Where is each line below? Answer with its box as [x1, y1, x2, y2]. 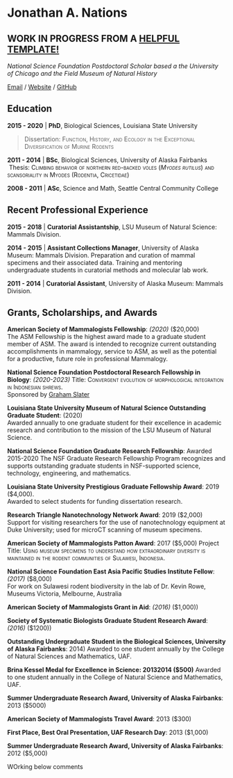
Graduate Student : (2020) [7, 411, 83, 420]
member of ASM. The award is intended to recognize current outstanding [7, 340, 217, 349]
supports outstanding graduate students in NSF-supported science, [7, 461, 201, 470]
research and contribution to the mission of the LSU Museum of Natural [7, 426, 212, 434]
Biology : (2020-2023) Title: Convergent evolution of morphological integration [7, 376, 224, 384]
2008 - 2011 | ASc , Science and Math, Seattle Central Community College [7, 184, 218, 192]
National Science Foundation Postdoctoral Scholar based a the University [7, 62, 218, 70]
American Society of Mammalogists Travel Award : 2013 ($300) [7, 715, 192, 723]
